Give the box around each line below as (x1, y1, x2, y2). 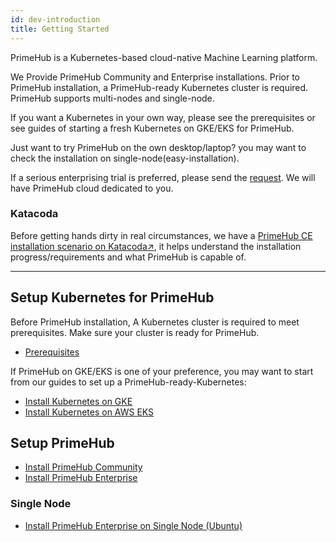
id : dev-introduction (10, 14, 101, 25)
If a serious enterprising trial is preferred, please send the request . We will (10, 171, 316, 183)
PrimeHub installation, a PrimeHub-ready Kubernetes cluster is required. (10, 81, 309, 93)
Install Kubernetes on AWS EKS (24, 406, 155, 418)
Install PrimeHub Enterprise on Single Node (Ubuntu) (24, 519, 243, 531)
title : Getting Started (10, 24, 110, 34)
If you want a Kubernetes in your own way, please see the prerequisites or (10, 111, 316, 123)
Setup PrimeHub (10, 435, 115, 451)
